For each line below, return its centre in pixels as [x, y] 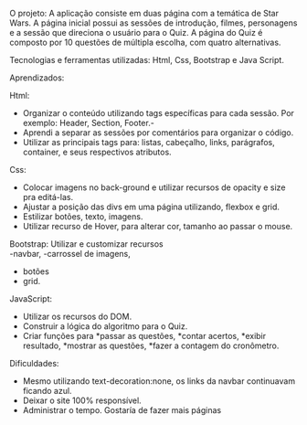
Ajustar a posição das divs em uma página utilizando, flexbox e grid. [151, 207]
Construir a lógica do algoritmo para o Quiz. [105, 326]
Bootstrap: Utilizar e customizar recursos [86, 244]
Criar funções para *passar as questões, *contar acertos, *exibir [144, 336]
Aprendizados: [37, 78]
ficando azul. [47, 391]
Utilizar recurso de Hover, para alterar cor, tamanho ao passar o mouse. [158, 226]
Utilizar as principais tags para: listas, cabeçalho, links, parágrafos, [149, 142]
